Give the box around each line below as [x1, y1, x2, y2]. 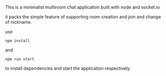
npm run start [5, 57, 35, 62]
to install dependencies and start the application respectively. [5, 66, 131, 71]
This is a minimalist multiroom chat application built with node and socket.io [5, 4, 160, 10]
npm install [5, 38, 30, 43]
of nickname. [5, 19, 32, 25]
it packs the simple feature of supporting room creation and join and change [5, 14, 162, 19]
